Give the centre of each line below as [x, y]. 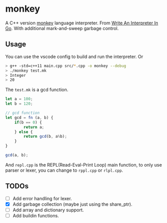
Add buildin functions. [36, 215]
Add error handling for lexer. [42, 198]
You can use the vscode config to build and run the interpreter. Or [74, 56]
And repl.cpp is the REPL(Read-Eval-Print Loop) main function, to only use [83, 165]
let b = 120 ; [19, 104]
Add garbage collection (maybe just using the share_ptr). [72, 204]
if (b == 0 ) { [28, 122]
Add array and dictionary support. [48, 210]
